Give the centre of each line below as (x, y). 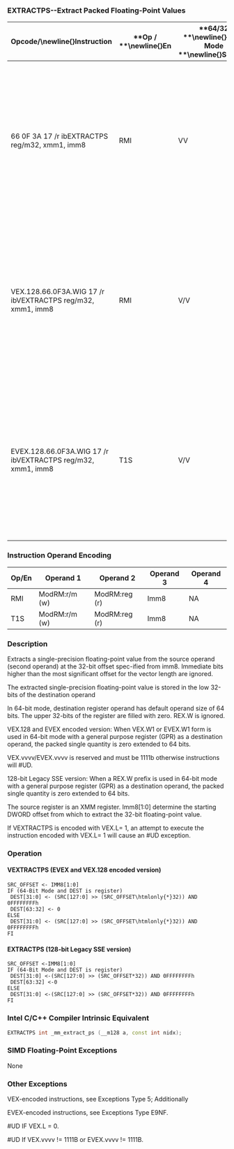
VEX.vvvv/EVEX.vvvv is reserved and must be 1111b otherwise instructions (114, 757)
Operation (25, 853)
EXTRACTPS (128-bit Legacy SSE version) (69, 949)
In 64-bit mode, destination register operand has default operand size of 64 (116, 708)
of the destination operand (57, 694)
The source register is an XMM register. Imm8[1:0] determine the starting (112, 807)
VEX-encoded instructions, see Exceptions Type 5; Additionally (98, 1099)
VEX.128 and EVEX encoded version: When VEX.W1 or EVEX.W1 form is (109, 729)
